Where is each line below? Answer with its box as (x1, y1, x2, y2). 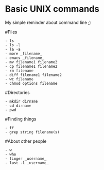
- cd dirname (5, 103, 32, 108)
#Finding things (5, 116, 36, 122)
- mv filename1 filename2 (5, 59, 57, 64)
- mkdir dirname (5, 99, 38, 104)
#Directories (5, 89, 30, 95)
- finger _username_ (5, 156, 47, 161)
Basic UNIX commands (5, 3, 100, 15)
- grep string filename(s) (5, 130, 60, 134)
